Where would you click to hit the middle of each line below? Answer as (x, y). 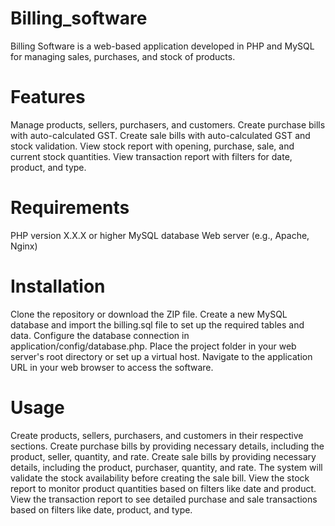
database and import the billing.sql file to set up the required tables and (157, 324)
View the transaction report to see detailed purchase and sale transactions (164, 499)
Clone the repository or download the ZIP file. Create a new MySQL (149, 314)
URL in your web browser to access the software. (112, 367)
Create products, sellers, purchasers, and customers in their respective (157, 435)
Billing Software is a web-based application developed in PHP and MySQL (162, 46)
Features (48, 97)
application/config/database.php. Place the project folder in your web (153, 346)
